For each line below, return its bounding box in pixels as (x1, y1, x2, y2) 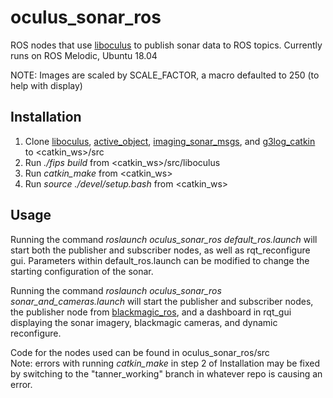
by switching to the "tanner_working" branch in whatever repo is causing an (10, 367, 323, 380)
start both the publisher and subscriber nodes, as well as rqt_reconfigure (10, 244, 311, 256)
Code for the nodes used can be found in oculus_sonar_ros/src (10, 346, 270, 358)
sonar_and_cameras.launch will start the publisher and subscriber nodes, (10, 295, 314, 307)
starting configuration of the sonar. (10, 265, 154, 277)
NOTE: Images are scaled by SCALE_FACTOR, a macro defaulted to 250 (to (10, 69, 320, 81)
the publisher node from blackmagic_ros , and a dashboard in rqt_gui (10, 306, 292, 318)
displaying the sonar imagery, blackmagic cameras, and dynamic (10, 316, 278, 328)
